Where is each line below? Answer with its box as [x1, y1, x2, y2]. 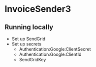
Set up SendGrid [11, 36, 46, 42]
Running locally [4, 23, 54, 31]
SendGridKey [19, 57, 46, 62]
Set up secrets [11, 41, 41, 47]
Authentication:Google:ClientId [19, 51, 82, 57]
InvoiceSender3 [4, 3, 71, 15]
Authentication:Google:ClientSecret [19, 46, 91, 52]
